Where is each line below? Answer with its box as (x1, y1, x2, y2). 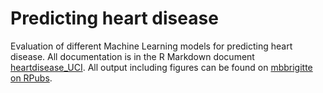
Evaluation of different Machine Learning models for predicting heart (10, 40, 293, 52)
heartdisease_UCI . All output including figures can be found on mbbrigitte (10, 61, 313, 73)
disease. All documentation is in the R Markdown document (10, 50, 255, 62)
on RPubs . (10, 72, 53, 84)
